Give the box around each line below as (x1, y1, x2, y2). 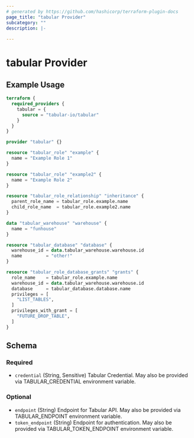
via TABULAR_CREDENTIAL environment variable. (14, 378, 136, 385)
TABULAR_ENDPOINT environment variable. (14, 413, 122, 420)
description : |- (6, 25, 46, 31)
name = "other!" (11, 253, 73, 259)
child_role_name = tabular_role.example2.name (11, 204, 131, 210)
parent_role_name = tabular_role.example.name (11, 199, 128, 205)
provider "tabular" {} (6, 139, 62, 145)
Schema (6, 341, 37, 351)
